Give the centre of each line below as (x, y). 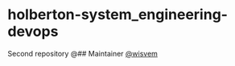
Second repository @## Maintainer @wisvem (83, 53)
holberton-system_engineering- (118, 15)
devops (33, 31)
